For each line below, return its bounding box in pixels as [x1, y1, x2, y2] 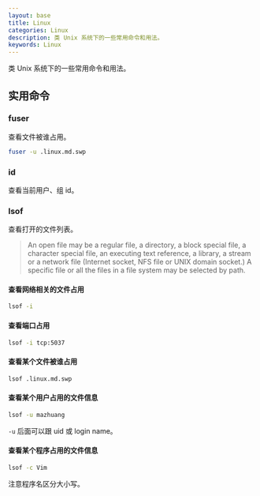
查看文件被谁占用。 [8, 132, 71, 141]
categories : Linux [8, 26, 69, 34]
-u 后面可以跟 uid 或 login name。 [8, 426, 117, 435]
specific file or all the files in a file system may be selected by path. [27, 265, 246, 275]
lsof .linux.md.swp [8, 374, 72, 383]
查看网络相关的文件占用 [8, 284, 84, 294]
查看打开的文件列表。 [8, 224, 77, 234]
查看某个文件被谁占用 [8, 357, 77, 366]
